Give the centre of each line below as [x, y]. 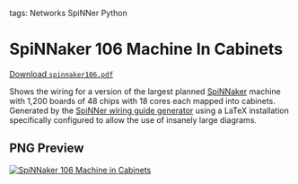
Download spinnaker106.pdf [61, 74]
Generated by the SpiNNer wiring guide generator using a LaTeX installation [149, 110]
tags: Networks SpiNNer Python [68, 13]
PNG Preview [47, 149]
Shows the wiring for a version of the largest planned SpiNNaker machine [145, 91]
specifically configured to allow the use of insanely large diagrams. [133, 119]
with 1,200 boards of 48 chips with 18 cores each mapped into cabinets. [143, 101]
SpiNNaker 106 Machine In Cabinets [146, 49]
